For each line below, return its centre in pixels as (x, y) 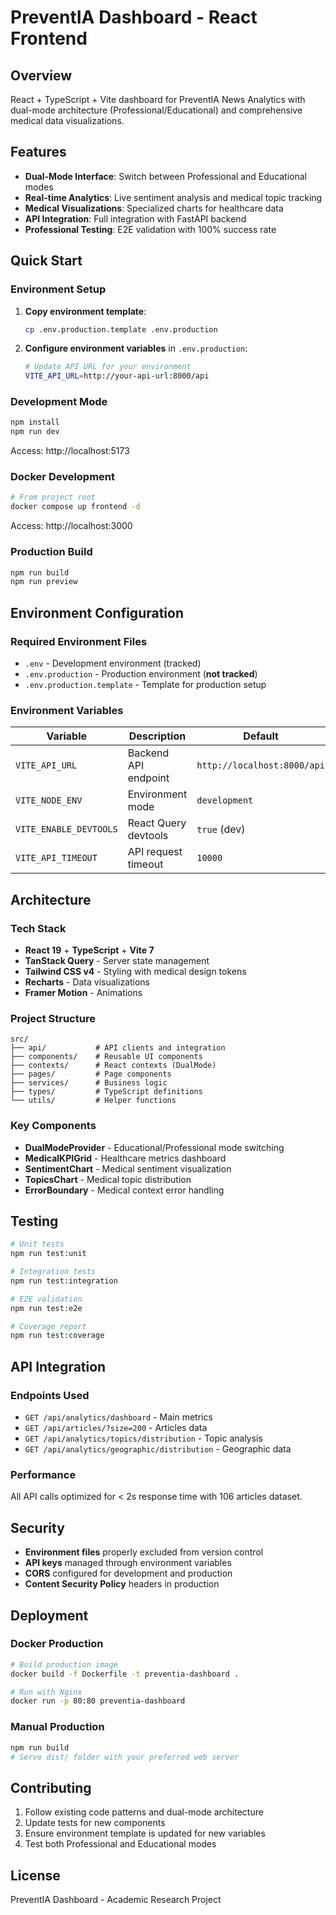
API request (155, 852)
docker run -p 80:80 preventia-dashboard (98, 1701)
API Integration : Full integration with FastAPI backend (135, 218)
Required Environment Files (79, 641)
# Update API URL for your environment (108, 367)
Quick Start (46, 261)
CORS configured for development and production (128, 1573)
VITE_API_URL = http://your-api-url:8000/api (117, 376)
